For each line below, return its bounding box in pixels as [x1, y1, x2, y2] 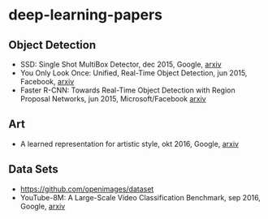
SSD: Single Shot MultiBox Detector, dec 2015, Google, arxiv [19, 59, 222, 69]
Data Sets [8, 162, 58, 176]
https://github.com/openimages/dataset [19, 184, 154, 194]
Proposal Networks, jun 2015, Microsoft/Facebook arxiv [19, 94, 206, 103]
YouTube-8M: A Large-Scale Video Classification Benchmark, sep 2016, [19, 192, 262, 202]
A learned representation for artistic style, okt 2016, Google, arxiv [19, 139, 240, 148]
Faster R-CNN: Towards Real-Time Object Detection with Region [19, 85, 236, 95]
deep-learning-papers [8, 6, 162, 24]
